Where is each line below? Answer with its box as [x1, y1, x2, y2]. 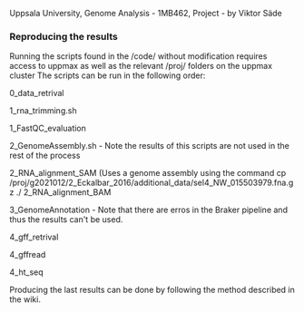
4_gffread [9, 249, 46, 260]
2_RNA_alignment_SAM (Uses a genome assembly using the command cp [9, 168, 287, 179]
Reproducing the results [9, 30, 118, 43]
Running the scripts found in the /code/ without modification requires [9, 51, 268, 62]
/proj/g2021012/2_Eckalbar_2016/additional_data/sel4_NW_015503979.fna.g [9, 177, 294, 189]
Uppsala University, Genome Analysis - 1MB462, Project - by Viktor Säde [9, 8, 283, 18]
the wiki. [9, 294, 41, 305]
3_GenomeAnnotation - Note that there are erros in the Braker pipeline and [9, 204, 289, 216]
